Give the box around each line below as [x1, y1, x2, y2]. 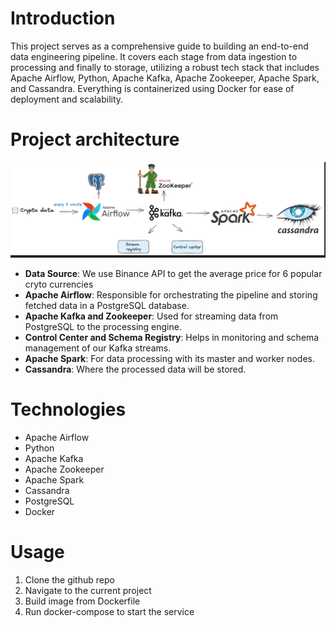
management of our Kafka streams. [24, 342, 172, 354]
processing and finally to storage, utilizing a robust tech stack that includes [10, 61, 320, 73]
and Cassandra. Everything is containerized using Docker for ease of [10, 82, 295, 94]
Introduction [10, 7, 116, 30]
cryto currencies [24, 278, 94, 290]
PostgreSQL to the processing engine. [24, 320, 182, 332]
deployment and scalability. [10, 93, 124, 105]
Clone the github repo [24, 573, 115, 586]
